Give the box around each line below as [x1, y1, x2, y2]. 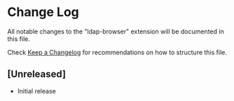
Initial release [17, 86, 56, 95]
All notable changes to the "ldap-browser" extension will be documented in [7, 27, 224, 36]
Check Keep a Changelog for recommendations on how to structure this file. [7, 48, 228, 56]
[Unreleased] [7, 68, 67, 80]
